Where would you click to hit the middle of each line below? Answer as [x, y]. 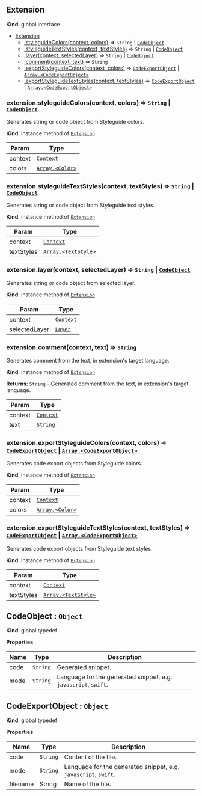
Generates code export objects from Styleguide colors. [74, 464]
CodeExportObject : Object [57, 706]
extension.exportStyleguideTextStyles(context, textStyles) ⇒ [98, 528]
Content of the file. [90, 757]
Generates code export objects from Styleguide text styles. [79, 548]
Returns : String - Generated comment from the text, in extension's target [97, 384]
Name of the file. [87, 784]
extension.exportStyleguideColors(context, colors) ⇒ [87, 442]
